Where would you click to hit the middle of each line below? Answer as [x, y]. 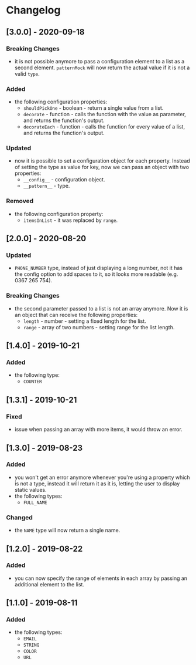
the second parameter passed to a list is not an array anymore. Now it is [101, 308]
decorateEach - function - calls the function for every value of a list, [104, 127]
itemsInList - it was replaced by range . [71, 220]
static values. [30, 490]
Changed [20, 517]
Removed [20, 201]
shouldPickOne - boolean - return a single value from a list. [93, 108]
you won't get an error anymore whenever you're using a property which [102, 477]
